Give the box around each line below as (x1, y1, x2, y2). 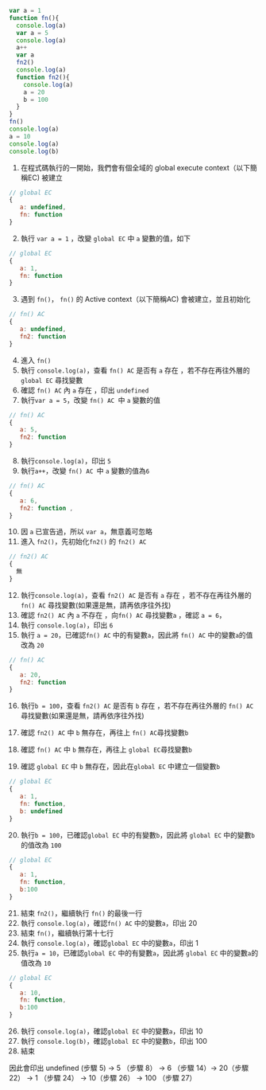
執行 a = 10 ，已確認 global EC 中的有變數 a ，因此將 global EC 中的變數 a (20, 947, 252, 958)
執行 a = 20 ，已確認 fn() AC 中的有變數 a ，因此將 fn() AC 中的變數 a (20, 630, 240, 639)
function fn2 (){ (16, 73, 70, 81)
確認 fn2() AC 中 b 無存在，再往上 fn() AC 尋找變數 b (20, 728, 189, 737)
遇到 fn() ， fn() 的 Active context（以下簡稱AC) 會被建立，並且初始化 (20, 295, 251, 304)
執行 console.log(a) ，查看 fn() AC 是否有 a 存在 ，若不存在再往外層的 (20, 365, 250, 375)
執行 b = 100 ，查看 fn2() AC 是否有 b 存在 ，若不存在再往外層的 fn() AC (20, 701, 254, 711)
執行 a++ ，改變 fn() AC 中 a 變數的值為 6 (20, 466, 150, 475)
